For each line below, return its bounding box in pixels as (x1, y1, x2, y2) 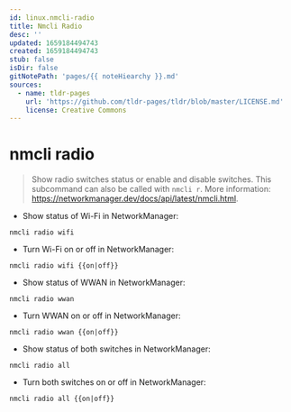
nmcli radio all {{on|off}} (9, 394, 115, 404)
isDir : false (9, 64, 59, 73)
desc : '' (9, 30, 42, 39)
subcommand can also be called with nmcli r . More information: (31, 184, 271, 195)
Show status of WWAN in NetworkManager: (22, 277, 186, 288)
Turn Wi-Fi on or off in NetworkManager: (22, 244, 174, 255)
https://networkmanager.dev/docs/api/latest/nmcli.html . (31, 193, 239, 204)
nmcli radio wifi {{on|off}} (9, 261, 119, 270)
